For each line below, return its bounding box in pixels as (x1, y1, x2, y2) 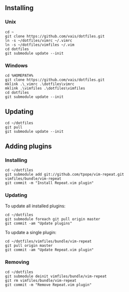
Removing (5, 258, 29, 265)
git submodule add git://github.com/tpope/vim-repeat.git (5, 172, 124, 177)
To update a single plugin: (5, 229, 57, 235)
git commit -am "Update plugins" (5, 221, 72, 226)
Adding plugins (5, 142, 52, 150)
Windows (5, 62, 28, 69)
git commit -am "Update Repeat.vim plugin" (5, 247, 94, 252)
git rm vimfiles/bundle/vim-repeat (5, 278, 77, 283)
